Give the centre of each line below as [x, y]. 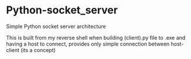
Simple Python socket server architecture [56, 26]
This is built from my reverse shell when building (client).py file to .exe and [96, 37]
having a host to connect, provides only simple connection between [88, 44]
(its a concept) [38, 50]
